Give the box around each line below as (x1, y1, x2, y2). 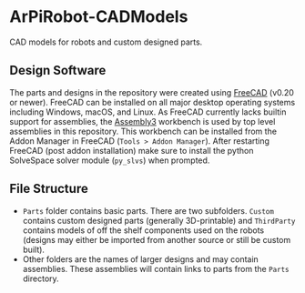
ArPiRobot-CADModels (9, 6, 188, 27)
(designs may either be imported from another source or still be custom (22, 234, 291, 245)
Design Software (9, 63, 107, 78)
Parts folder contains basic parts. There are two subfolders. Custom (22, 205, 275, 216)
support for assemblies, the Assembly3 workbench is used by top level (9, 116, 276, 126)
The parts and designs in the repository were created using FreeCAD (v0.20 (9, 86, 294, 97)
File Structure (9, 181, 88, 197)
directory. (22, 273, 59, 284)
